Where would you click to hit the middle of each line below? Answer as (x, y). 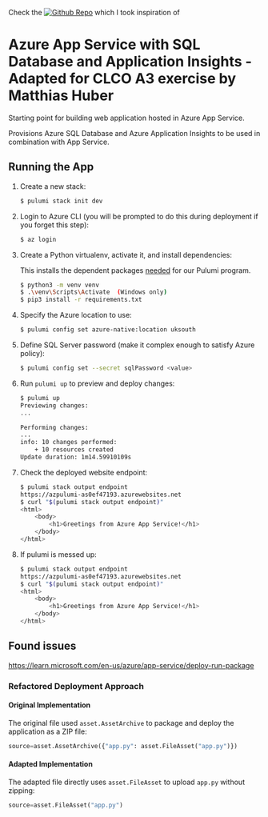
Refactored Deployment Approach (76, 686)
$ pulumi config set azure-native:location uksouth (108, 330)
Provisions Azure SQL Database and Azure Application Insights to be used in (134, 133)
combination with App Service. (59, 142)
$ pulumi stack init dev (61, 201)
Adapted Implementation (51, 764)
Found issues (42, 646)
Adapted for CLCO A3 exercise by (122, 79)
